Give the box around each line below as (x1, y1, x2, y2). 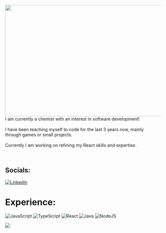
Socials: (5, 166, 31, 175)
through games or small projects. (5, 132, 73, 138)
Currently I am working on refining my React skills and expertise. (5, 142, 137, 148)
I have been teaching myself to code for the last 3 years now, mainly (5, 127, 144, 132)
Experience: (5, 197, 56, 208)
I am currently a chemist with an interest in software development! (5, 116, 140, 122)
